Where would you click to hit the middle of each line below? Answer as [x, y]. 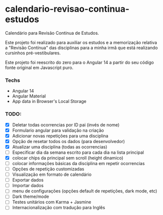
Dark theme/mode [30, 196]
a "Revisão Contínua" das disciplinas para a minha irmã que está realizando [81, 48]
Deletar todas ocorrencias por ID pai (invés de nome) [66, 125]
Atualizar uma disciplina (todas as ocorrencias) [60, 147]
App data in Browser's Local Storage [49, 101]
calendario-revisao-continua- [67, 9]
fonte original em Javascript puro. [39, 68]
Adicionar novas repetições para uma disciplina [60, 136]
